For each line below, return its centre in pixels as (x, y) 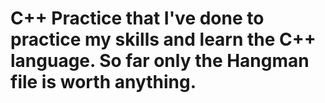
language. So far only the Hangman (160, 61)
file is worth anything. (103, 82)
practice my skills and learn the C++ (163, 39)
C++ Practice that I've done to (137, 18)
